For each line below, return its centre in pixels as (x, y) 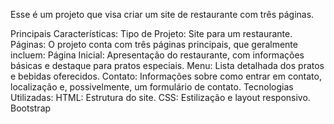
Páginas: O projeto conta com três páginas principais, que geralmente (154, 44)
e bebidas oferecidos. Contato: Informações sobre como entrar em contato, (166, 76)
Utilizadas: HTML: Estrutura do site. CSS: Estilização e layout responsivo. (160, 97)
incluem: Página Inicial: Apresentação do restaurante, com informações (157, 55)
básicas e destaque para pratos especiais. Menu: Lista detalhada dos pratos (167, 65)
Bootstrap (31, 108)
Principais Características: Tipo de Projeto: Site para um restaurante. (151, 33)
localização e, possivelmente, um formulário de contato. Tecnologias (152, 87)
